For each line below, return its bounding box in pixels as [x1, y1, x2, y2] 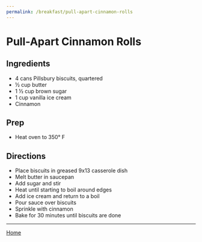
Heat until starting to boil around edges [14, 186, 112, 193]
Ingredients [6, 58, 50, 69]
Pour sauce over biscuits [14, 199, 77, 206]
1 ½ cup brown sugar [14, 87, 67, 95]
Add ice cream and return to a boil [14, 193, 100, 200]
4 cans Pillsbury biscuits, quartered [14, 75, 103, 82]
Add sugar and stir [14, 180, 61, 187]
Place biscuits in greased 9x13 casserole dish [14, 167, 128, 175]
